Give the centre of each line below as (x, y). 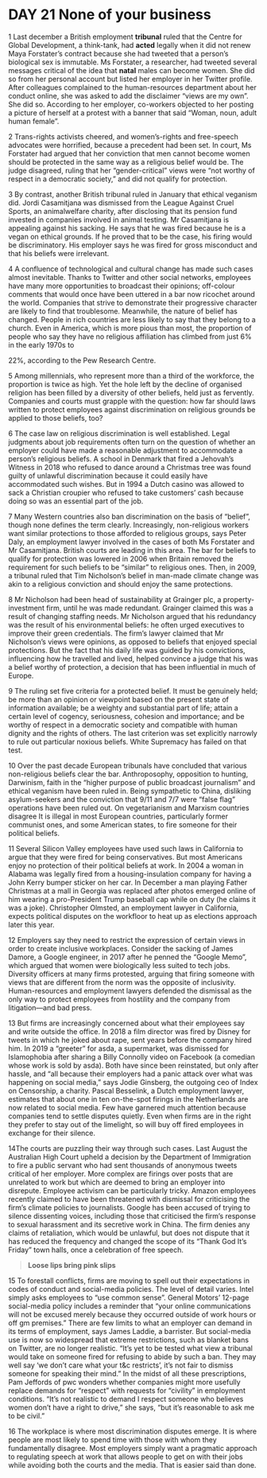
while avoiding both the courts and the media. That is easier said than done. (132, 1464)
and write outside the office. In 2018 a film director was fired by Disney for (130, 1031)
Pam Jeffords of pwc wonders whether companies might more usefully (124, 1382)
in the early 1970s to (41, 344)
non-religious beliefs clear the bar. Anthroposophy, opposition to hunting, (128, 774)
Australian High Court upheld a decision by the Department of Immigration (130, 1157)
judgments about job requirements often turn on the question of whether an (132, 441)
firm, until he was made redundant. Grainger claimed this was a (150, 608)
